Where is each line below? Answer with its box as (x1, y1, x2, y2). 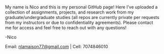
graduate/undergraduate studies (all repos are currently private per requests (5, 15, 160, 20)
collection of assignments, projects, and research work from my (5, 9, 134, 15)
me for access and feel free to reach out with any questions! (5, 25, 127, 31)
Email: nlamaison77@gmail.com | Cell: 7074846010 (5, 44, 109, 49)
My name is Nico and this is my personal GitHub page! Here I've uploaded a (5, 4, 158, 10)
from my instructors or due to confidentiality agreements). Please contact (5, 19, 153, 25)
